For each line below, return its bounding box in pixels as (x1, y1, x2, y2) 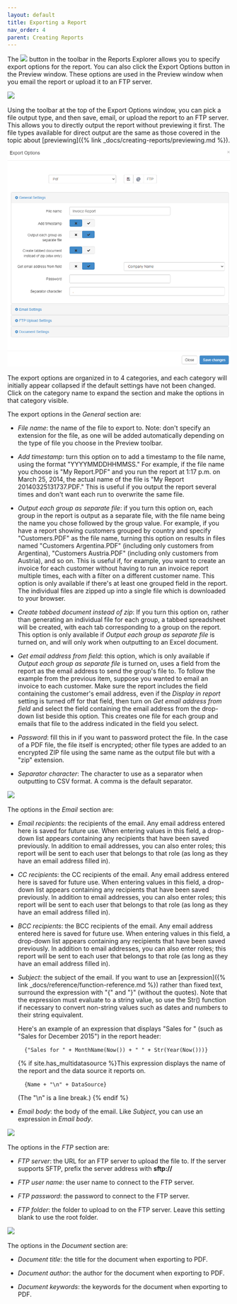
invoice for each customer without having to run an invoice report (17, 564, 209, 573)
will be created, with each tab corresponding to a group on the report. (17, 623, 221, 632)
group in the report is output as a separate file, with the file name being (17, 511, 225, 520)
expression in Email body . (17, 1115, 93, 1123)
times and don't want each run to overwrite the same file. (17, 490, 185, 499)
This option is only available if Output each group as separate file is (17, 630, 215, 639)
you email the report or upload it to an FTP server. (7, 78, 153, 86)
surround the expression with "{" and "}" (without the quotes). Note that (17, 988, 228, 997)
